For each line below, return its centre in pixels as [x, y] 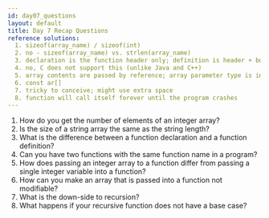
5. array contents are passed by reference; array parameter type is [133, 75]
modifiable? [39, 188]
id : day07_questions [42, 16]
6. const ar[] [38, 83]
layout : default [35, 23]
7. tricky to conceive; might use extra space [94, 90]
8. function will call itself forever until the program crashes [126, 98]
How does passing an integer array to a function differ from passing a [134, 163]
